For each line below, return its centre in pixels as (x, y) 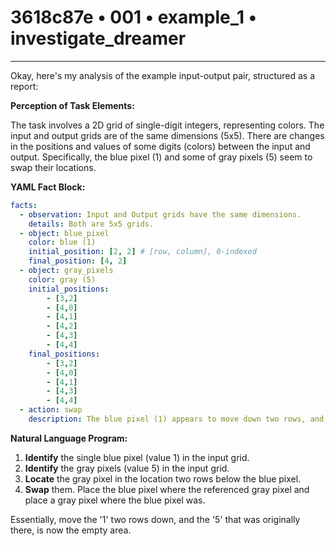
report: (24, 86)
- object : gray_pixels (66, 271)
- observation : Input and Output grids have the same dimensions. (160, 214)
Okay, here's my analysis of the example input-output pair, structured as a (163, 75)
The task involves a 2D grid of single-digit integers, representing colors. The (167, 125)
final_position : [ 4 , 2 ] (78, 261)
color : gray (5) (62, 279)
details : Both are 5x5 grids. (91, 224)
